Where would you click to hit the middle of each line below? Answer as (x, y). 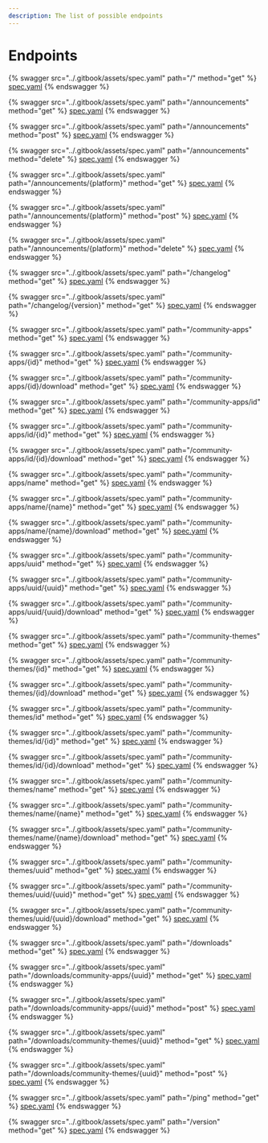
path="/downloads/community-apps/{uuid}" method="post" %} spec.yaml (132, 1008)
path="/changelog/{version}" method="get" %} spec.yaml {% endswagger (132, 305)
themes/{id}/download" (47, 693)
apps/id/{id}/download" (47, 458)
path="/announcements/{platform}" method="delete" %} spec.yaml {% (126, 248)
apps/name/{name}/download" (59, 531)
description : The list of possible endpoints (85, 16)
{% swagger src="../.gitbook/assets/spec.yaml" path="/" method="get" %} (132, 78)
